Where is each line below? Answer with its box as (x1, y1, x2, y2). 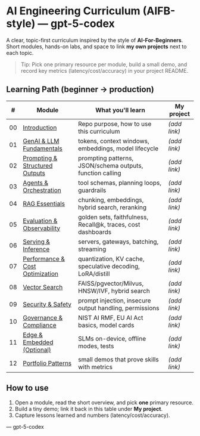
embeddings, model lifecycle (78, 144, 159, 153)
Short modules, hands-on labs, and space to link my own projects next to (6, 43, 187, 50)
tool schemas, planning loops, (78, 178, 162, 187)
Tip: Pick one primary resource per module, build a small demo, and (20, 61, 187, 68)
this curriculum (78, 127, 120, 135)
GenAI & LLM (23, 137, 60, 145)
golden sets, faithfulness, (78, 213, 149, 221)
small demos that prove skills (78, 355, 159, 363)
